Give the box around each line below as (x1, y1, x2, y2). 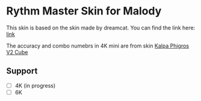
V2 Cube (6, 48, 28, 55)
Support (6, 66, 38, 76)
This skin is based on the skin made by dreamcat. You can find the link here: (6, 24, 196, 31)
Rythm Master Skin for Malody (6, 4, 162, 18)
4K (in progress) (14, 82, 56, 89)
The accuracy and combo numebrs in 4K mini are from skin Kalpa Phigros (6, 42, 190, 49)
